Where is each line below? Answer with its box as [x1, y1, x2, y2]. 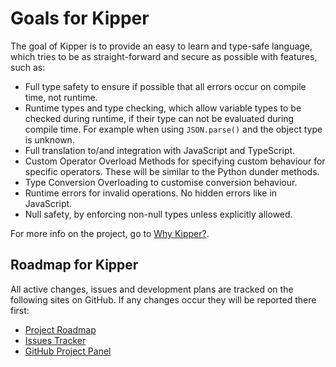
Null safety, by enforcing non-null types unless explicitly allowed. [24, 208, 293, 220]
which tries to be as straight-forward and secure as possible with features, [10, 50, 318, 62]
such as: [10, 61, 46, 73]
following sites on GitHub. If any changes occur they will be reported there [10, 293, 317, 306]
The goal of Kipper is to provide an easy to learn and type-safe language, [10, 40, 313, 52]
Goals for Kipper [10, 7, 150, 30]
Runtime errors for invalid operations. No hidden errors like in [24, 187, 278, 199]
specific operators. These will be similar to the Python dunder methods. [24, 165, 320, 177]
